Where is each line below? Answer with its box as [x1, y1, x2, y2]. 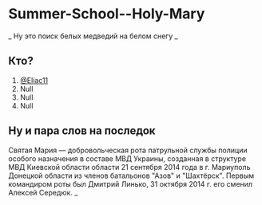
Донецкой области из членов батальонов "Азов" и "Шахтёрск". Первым [8, 171, 255, 180]
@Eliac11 [19, 75, 49, 85]
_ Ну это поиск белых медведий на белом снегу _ [8, 31, 178, 41]
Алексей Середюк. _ [8, 187, 78, 197]
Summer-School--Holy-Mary [8, 5, 205, 23]
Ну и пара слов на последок [8, 124, 156, 138]
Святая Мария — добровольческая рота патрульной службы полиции [8, 145, 248, 155]
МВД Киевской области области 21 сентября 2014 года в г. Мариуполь [8, 162, 251, 171]
